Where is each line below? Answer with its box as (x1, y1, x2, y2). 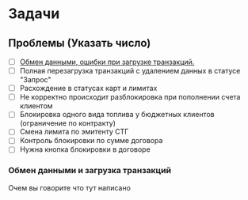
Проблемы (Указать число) (8, 36, 151, 50)
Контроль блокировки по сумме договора (19, 136, 163, 145)
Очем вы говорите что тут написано (8, 183, 131, 192)
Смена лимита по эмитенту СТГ (19, 127, 129, 137)
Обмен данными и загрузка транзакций (8, 165, 172, 176)
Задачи (8, 5, 60, 23)
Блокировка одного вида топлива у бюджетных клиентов (19, 110, 216, 119)
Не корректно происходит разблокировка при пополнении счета (19, 92, 241, 102)
